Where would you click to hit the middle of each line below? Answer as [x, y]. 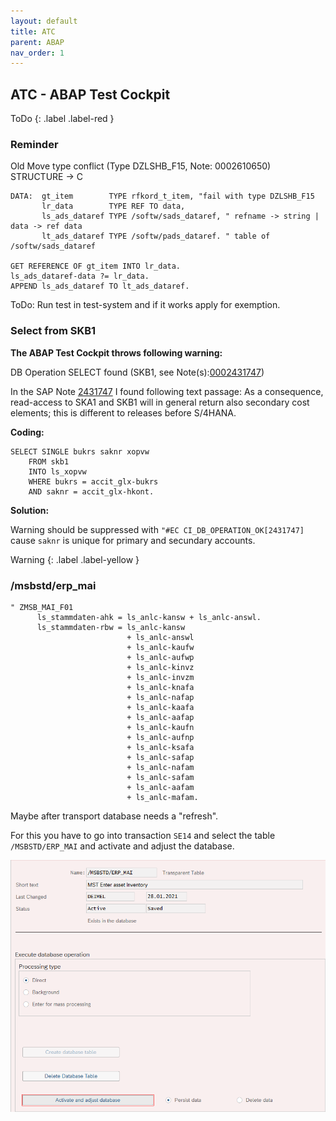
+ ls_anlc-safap [160, 757]
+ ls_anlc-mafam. [162, 797]
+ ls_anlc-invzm [160, 677]
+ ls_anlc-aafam [160, 787]
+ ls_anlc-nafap [160, 697]
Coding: [27, 432]
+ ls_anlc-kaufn [160, 727]
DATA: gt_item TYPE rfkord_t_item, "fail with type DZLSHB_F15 [162, 196]
